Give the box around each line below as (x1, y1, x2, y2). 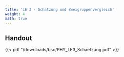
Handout (5, 34, 32, 42)
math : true (5, 16, 27, 21)
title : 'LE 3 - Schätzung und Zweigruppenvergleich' (5, 7, 115, 12)
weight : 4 (5, 12, 25, 16)
